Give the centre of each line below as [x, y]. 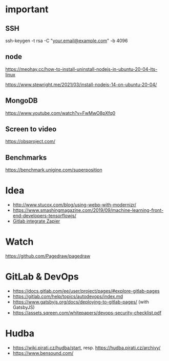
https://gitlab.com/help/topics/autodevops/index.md [68, 296]
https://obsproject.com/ [30, 142]
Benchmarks [26, 157]
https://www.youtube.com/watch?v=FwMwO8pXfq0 [60, 113]
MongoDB [22, 101]
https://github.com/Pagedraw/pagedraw [48, 256]
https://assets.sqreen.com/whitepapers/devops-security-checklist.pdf [87, 313]
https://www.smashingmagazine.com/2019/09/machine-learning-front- [88, 210]
